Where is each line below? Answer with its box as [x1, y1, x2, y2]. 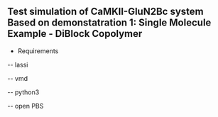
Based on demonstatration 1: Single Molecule [7, 17, 212, 29]
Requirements [17, 46, 59, 55]
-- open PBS [7, 101, 44, 110]
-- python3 [7, 88, 40, 96]
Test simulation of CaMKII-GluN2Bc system [7, 6, 204, 18]
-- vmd [7, 74, 28, 82]
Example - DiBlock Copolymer [7, 28, 143, 40]
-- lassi [7, 60, 28, 69]
